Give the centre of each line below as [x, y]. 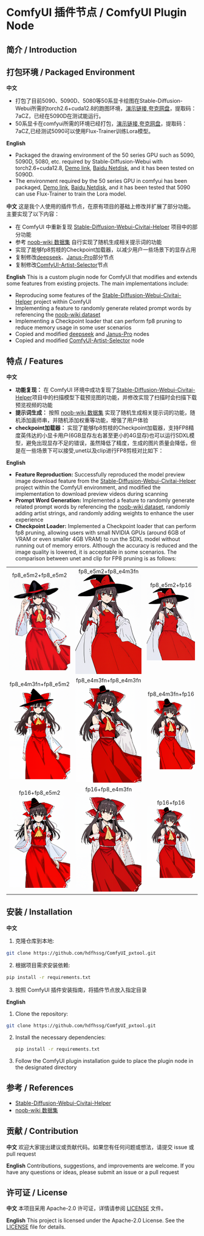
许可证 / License [37, 1193]
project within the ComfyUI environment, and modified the [88, 487]
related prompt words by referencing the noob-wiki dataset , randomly [102, 507]
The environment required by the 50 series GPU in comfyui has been [101, 181]
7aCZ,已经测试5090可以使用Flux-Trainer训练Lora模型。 [84, 131]
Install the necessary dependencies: [60, 1037]
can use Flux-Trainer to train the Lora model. [71, 194]
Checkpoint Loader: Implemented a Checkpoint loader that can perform [105, 526]
